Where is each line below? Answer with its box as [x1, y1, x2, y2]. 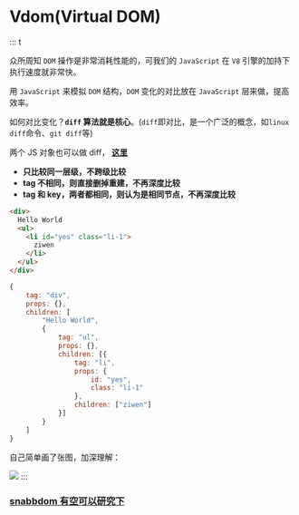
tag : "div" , [25, 290, 71, 300]
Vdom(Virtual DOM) [9, 6, 161, 27]
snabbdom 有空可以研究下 [9, 495, 125, 508]
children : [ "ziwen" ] [73, 401, 152, 410]
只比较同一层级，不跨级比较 [22, 166, 127, 177]
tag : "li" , [73, 358, 116, 367]
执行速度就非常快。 [9, 66, 82, 77]
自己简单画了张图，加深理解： [9, 452, 121, 462]
